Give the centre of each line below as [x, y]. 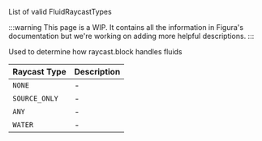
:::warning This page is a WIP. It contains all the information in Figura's [126, 27]
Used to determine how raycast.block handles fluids [95, 51]
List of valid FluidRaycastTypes [60, 12]
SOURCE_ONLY [36, 98]
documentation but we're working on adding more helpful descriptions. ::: [131, 36]
